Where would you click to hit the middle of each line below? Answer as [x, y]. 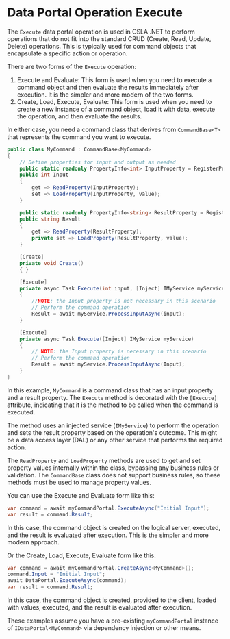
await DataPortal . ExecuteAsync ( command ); [67, 581]
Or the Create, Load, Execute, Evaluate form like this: [81, 555]
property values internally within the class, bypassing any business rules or [113, 468]
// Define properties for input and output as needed [98, 162]
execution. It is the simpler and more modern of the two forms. [105, 95]
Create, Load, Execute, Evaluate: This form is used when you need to [114, 101]
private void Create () [52, 263]
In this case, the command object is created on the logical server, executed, [114, 527]
